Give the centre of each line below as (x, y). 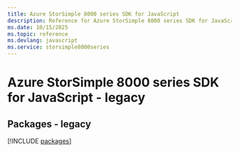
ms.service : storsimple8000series (59, 47)
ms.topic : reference (38, 34)
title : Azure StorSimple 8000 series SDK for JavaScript (94, 14)
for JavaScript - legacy (76, 98)
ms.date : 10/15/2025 (38, 27)
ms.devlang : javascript (43, 41)
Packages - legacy (49, 124)
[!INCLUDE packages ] (39, 141)
